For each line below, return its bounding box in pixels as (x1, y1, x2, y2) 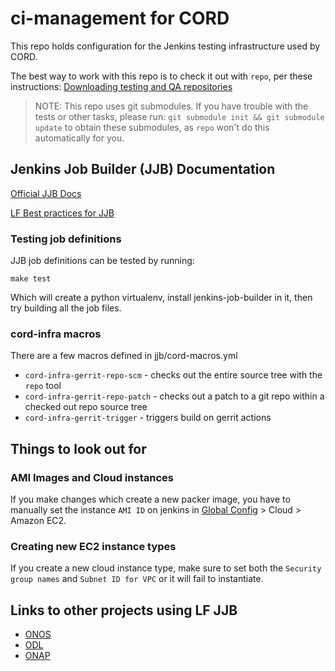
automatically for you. (34, 132, 125, 144)
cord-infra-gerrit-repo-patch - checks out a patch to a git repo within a (24, 390, 325, 402)
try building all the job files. (10, 302, 122, 314)
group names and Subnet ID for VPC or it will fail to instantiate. (10, 573, 264, 585)
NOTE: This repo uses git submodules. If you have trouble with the (34, 100, 309, 112)
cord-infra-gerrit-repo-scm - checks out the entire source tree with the (24, 369, 323, 381)
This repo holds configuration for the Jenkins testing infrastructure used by (10, 40, 321, 52)
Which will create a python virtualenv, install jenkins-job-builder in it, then (10, 292, 313, 304)
